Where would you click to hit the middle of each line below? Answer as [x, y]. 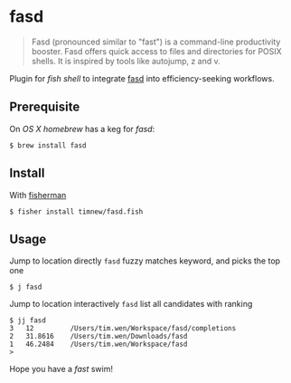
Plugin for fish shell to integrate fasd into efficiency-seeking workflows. [142, 78]
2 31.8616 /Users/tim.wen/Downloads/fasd [99, 337]
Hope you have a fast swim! [61, 369]
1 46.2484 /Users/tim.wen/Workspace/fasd [99, 345]
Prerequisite [45, 107]
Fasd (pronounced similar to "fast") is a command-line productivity [156, 42]
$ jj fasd [28, 321]
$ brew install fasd [48, 145]
